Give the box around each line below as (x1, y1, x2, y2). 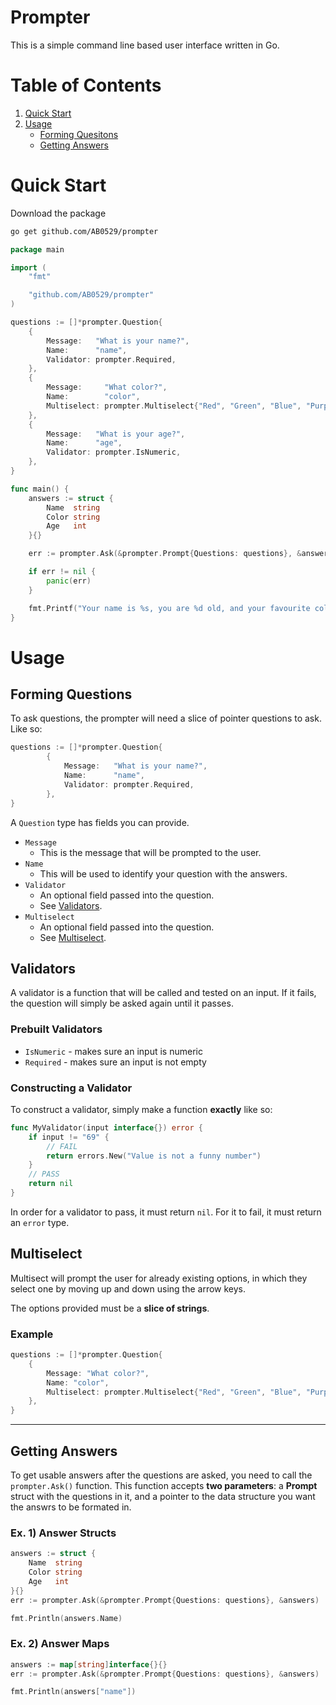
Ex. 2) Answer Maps (10, 1637, 110, 1651)
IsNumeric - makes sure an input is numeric (24, 1045, 203, 1057)
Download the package (10, 207, 107, 219)
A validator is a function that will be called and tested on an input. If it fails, (10, 987, 317, 999)
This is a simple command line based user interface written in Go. (10, 39, 280, 51)
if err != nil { (28, 567, 97, 577)
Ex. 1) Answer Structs (10, 1526, 117, 1540)
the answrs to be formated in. (10, 1501, 132, 1513)
